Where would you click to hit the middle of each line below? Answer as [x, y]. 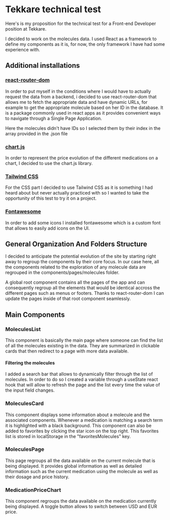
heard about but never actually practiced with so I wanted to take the [77, 193]
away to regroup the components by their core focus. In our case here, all [82, 262]
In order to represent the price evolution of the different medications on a [82, 158]
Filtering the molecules [30, 363]
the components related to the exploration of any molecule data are [76, 267]
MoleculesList [23, 329]
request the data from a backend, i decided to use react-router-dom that [81, 97]
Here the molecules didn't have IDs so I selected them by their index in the [83, 128]
